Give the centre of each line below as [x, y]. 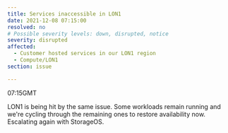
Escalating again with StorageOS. [56, 122]
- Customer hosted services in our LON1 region [85, 54]
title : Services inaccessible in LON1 [64, 14]
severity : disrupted [38, 40]
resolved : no [26, 27]
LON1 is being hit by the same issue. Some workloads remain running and [114, 106]
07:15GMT [22, 93]
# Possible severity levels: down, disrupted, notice [88, 34]
